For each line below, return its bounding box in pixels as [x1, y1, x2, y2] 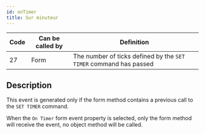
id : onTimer [6, 9, 37, 15]
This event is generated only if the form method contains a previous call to [6, 96, 193, 104]
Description [6, 80, 52, 90]
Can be [38, 34, 60, 43]
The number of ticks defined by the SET [73, 52, 185, 60]
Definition [120, 38, 149, 46]
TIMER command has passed [73, 59, 154, 68]
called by [35, 41, 63, 50]
